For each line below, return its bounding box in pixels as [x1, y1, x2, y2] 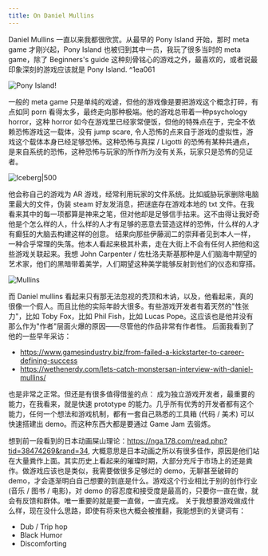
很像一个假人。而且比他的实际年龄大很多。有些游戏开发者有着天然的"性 [8, 301, 242, 311]
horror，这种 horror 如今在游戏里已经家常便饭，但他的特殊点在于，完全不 [8, 116, 249, 126]
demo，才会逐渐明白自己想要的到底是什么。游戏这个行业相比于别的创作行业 [8, 475, 258, 485]
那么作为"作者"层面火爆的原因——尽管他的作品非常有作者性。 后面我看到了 [8, 321, 254, 331]
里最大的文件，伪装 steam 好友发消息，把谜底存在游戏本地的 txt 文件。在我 [8, 199, 255, 208]
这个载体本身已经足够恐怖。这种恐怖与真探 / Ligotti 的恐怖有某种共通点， [14, 136, 254, 146]
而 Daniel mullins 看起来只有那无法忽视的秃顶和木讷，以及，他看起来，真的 [8, 291, 254, 301]
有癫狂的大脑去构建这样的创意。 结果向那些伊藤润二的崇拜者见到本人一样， [8, 229, 255, 239]
